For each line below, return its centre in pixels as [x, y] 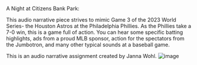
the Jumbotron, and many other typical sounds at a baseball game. [88, 45]
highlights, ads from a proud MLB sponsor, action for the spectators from [96, 38]
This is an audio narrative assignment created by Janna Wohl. [82, 56]
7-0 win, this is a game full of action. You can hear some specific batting [95, 32]
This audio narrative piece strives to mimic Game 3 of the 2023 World [91, 20]
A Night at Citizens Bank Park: [43, 8]
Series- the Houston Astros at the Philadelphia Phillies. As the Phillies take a [99, 26]
